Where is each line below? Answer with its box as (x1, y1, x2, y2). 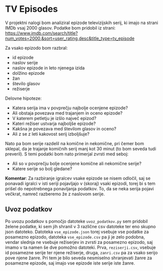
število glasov (12, 80, 40, 87)
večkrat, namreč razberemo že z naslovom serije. (5, 191, 105, 197)
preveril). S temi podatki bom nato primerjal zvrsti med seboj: (5, 151, 129, 157)
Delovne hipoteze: (5, 95, 42, 101)
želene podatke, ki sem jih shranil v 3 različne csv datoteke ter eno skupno (5, 223, 156, 229)
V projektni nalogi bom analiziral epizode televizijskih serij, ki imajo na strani (5, 20, 159, 26)
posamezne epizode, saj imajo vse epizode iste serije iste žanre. (5, 260, 135, 266)
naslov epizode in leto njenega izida (12, 65, 85, 71)
